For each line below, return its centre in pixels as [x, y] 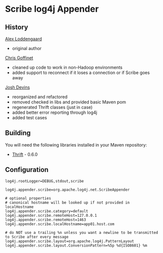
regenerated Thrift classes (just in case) [52, 107]
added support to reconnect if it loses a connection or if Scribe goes [81, 73]
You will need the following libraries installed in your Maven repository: [76, 145]
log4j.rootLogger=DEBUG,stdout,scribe [44, 181]
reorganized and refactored [40, 97]
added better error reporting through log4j [55, 112]
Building [18, 133]
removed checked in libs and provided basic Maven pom [69, 102]
